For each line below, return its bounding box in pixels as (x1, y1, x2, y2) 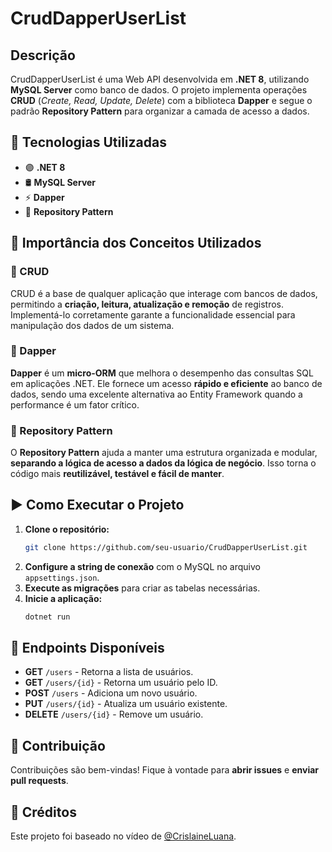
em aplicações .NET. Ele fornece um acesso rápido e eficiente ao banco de (10, 377, 323, 389)
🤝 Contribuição (10, 737, 106, 754)
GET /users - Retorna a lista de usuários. (24, 666, 194, 678)
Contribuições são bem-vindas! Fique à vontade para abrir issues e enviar (10, 764, 320, 776)
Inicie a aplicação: (24, 592, 103, 604)
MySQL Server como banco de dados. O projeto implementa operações (10, 84, 308, 96)
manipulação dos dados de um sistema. (10, 319, 175, 331)
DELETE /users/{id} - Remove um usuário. (24, 708, 204, 721)
